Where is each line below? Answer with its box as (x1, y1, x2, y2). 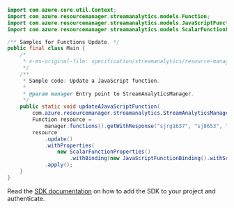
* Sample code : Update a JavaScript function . (22, 77, 160, 84)
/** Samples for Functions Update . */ (7, 38, 120, 45)
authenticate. (7, 194, 45, 202)
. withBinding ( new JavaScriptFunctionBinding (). (69, 155, 210, 162)
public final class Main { (7, 45, 86, 52)
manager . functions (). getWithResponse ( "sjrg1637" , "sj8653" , (44, 122, 223, 129)
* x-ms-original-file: (22, 58, 89, 65)
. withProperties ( (44, 142, 95, 149)
